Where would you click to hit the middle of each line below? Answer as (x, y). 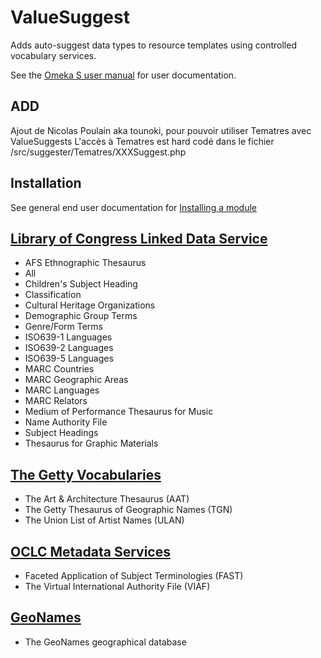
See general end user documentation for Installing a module (134, 207)
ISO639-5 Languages (69, 358)
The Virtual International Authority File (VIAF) (117, 586)
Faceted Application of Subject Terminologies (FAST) (134, 575)
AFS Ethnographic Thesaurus (85, 263)
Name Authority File (66, 422)
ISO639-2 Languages (69, 348)
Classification (53, 295)
